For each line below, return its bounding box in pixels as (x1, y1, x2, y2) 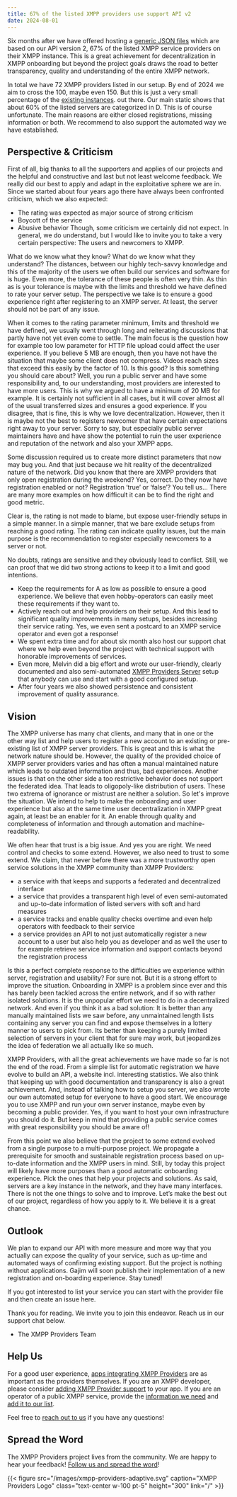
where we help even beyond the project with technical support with (17, 645, 214, 653)
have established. (7, 125, 59, 134)
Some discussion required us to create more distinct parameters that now (7, 453, 221, 461)
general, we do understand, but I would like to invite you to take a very (17, 231, 223, 239)
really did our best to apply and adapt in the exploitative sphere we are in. (7, 180, 221, 188)
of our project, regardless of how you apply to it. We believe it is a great (7, 1197, 216, 1205)
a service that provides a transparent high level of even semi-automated (17, 892, 229, 900)
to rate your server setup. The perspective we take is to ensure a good (7, 290, 213, 298)
